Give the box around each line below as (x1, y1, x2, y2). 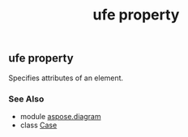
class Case (19, 120, 58, 130)
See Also (8, 93, 45, 105)
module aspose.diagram (19, 111, 101, 121)
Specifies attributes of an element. (8, 73, 124, 83)
